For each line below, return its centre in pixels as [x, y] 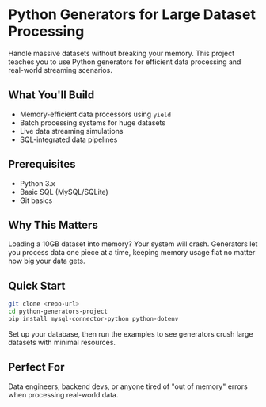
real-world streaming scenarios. [60, 70]
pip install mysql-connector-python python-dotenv [93, 318]
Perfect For [36, 367]
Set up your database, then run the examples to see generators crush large [131, 333]
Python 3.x [37, 183]
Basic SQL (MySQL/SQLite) [64, 192]
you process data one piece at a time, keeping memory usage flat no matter [132, 253]
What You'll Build [51, 95]
